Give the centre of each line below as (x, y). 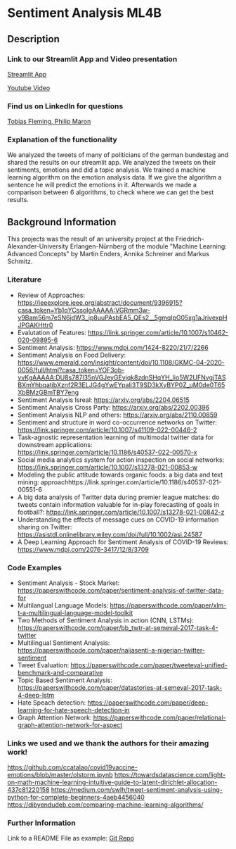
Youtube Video (29, 88)
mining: (28, 482)
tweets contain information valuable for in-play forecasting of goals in (118, 504)
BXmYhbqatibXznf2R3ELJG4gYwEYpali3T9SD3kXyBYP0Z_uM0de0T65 (121, 384)
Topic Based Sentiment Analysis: (65, 680)
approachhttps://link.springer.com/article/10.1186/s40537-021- (131, 482)
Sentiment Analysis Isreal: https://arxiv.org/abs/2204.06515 (103, 400)
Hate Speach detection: (52, 703)
